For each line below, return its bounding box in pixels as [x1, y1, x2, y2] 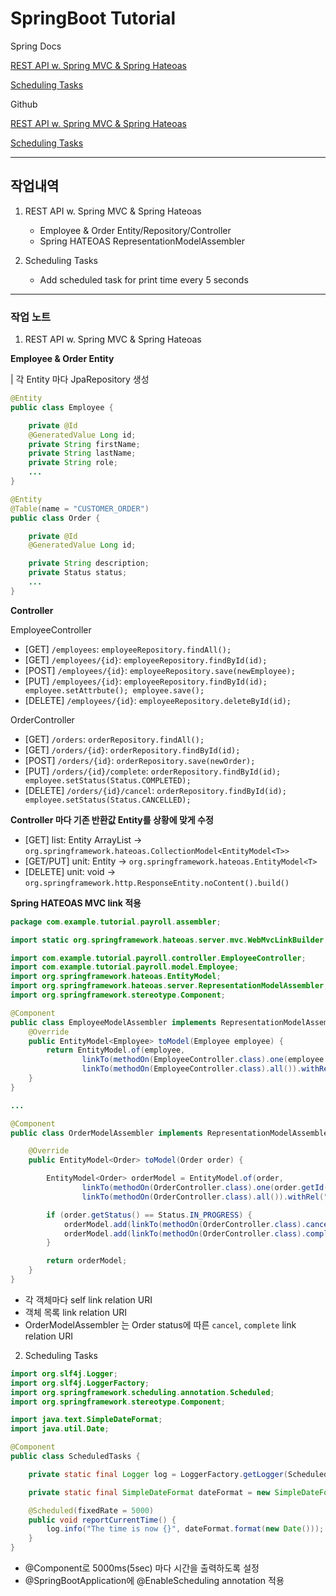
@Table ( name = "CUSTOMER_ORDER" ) [10, 503, 150, 514]
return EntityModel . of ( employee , [46, 1045, 186, 1056]
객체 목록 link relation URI [24, 1306, 128, 1318]
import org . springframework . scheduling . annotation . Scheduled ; [10, 1387, 275, 1397]
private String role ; [28, 458, 118, 468]
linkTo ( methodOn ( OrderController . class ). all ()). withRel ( [81, 1192, 325, 1202]
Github [10, 98, 38, 110]
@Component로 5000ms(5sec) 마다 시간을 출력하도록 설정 [24, 1562, 260, 1574]
